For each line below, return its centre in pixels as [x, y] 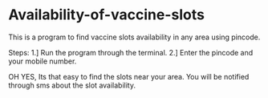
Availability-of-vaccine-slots [106, 15]
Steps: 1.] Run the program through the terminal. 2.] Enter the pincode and [131, 52]
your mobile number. [43, 61]
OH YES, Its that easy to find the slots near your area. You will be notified [129, 76]
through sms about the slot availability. [72, 85]
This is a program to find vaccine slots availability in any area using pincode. [134, 37]
